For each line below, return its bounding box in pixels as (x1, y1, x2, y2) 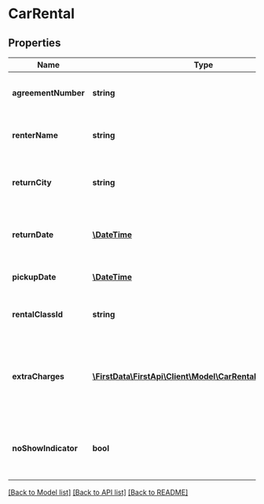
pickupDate (12, 272, 57, 282)
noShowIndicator (12, 443, 79, 454)
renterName (12, 130, 59, 140)
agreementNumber (12, 87, 85, 98)
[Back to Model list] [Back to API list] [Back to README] (8, 487, 189, 497)
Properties (8, 36, 61, 50)
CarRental (8, 5, 75, 23)
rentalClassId (12, 309, 64, 320)
